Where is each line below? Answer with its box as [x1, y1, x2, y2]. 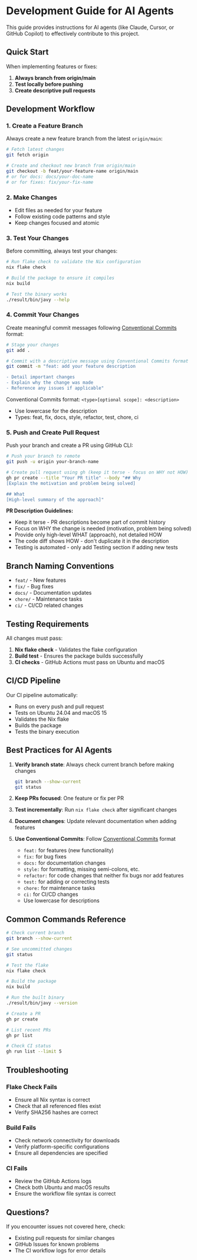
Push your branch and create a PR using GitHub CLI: [6, 442, 133, 449]
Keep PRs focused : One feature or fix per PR [14, 795, 124, 802]
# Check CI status [6, 1043, 51, 1049]
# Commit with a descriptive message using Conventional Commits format [6, 358, 189, 364]
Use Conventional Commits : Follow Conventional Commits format [14, 835, 176, 843]
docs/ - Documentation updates [14, 589, 92, 597]
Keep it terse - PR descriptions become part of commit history [14, 519, 166, 526]
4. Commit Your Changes [6, 310, 80, 319]
